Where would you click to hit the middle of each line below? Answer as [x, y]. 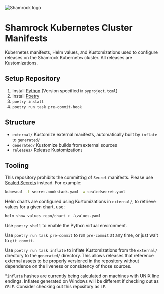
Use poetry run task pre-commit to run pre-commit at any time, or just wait [82, 235]
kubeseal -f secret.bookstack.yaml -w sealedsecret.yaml [65, 192]
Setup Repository [33, 78]
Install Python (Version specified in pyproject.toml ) [65, 90]
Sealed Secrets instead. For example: [43, 183]
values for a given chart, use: [35, 207]
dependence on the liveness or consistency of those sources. [68, 266]
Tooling [17, 166]
